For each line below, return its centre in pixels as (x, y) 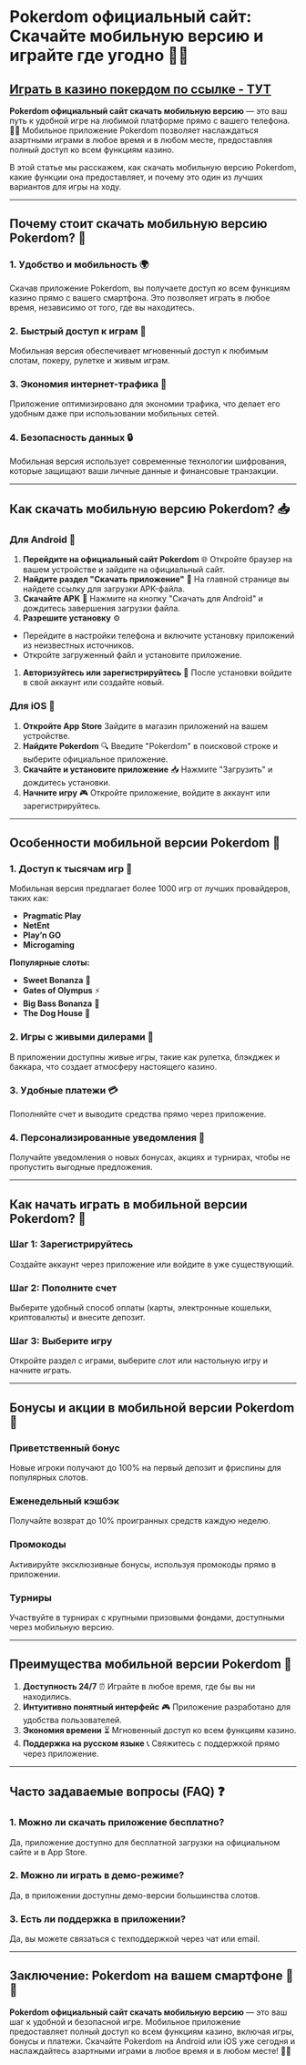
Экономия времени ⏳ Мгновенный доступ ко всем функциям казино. (159, 1730)
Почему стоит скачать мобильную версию (138, 224)
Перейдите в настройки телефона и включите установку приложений (158, 636)
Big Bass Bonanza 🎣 (61, 1003)
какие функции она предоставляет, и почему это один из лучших (137, 177)
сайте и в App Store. (49, 1852)
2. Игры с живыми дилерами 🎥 (82, 1037)
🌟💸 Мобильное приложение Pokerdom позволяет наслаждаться (134, 130)
